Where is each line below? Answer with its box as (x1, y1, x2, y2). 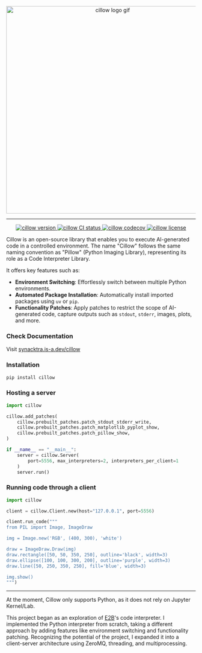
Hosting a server (6, 389, 56, 397)
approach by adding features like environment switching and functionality (6, 627, 189, 634)
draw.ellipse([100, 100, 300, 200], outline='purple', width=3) (6, 557, 171, 564)
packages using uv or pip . (14, 298, 79, 305)
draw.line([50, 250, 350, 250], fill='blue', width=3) (6, 563, 147, 569)
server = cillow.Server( (17, 452, 79, 458)
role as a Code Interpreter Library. (6, 255, 90, 262)
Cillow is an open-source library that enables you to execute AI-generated (6, 236, 190, 243)
